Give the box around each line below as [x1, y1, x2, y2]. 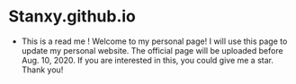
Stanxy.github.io [8, 6, 137, 27]
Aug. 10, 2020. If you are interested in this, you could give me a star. [21, 55, 274, 65]
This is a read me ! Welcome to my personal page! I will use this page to [21, 36, 288, 46]
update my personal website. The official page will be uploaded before [21, 45, 284, 55]
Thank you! [21, 64, 64, 75]
